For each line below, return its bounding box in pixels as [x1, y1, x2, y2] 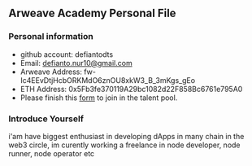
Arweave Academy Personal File [8, 7, 176, 20]
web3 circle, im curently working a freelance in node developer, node [8, 140, 241, 150]
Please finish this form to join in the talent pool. [20, 93, 178, 103]
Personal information [8, 31, 93, 42]
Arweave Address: [20, 67, 83, 76]
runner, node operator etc [8, 148, 95, 158]
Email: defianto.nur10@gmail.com [20, 58, 133, 68]
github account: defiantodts [20, 49, 114, 59]
